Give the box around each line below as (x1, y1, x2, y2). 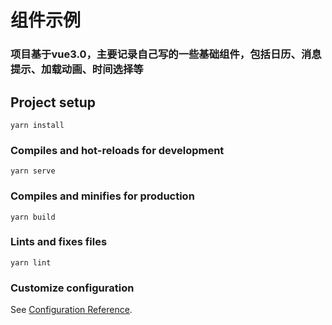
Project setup (10, 94, 97, 111)
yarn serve (10, 166, 56, 176)
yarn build (10, 212, 56, 222)
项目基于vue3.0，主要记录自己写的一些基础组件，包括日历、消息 (10, 47, 322, 61)
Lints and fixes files (10, 235, 108, 249)
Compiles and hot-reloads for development (10, 143, 225, 157)
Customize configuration (10, 281, 135, 295)
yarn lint (10, 257, 52, 268)
